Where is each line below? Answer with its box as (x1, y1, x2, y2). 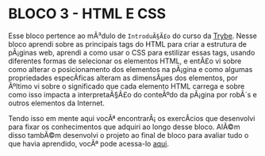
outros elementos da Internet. (8, 98, 106, 108)
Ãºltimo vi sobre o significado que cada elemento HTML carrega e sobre (8, 81, 245, 91)
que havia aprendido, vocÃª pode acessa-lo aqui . (8, 139, 169, 148)
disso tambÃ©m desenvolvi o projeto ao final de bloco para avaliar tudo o (8, 130, 249, 139)
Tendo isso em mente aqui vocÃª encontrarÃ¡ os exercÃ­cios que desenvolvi (8, 113, 255, 123)
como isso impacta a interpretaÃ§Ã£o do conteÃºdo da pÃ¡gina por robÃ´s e (8, 89, 258, 99)
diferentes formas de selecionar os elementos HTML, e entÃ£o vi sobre (8, 56, 242, 66)
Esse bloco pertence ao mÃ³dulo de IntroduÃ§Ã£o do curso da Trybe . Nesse (8, 31, 258, 40)
